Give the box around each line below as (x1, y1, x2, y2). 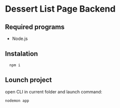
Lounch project (5, 76, 52, 84)
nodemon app (5, 98, 29, 103)
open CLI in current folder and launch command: (5, 89, 103, 94)
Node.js (12, 36, 28, 41)
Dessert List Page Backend (5, 3, 116, 15)
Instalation (5, 50, 38, 58)
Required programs (5, 23, 65, 31)
